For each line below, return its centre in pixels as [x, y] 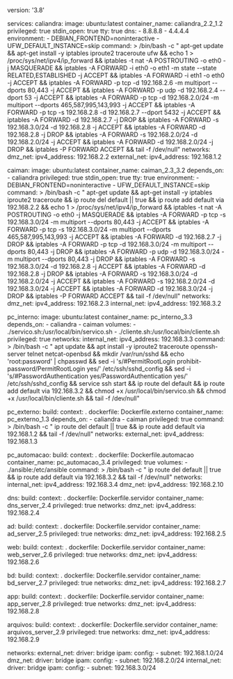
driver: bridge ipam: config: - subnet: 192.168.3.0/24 [82, 668]
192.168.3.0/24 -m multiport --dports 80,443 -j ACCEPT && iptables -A [108, 222]
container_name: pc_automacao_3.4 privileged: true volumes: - [97, 462]
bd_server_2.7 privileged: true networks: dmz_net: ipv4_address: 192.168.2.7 [116, 583]
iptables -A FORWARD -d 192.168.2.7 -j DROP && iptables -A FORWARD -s [113, 120]
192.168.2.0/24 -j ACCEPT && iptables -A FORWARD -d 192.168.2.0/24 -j [110, 142]
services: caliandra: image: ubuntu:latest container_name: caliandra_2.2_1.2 [115, 23]
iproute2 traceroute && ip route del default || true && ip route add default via [116, 200]
